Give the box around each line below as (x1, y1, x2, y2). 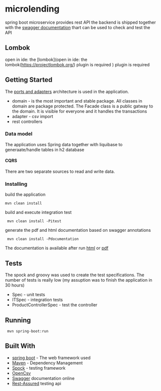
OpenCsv (12, 370, 31, 376)
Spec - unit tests (12, 292, 45, 298)
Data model (5, 131, 33, 137)
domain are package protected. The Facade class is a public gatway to (12, 103, 153, 109)
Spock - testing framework (12, 365, 66, 371)
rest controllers (12, 119, 43, 124)
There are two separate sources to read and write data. (5, 168, 115, 175)
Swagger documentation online (12, 375, 75, 381)
